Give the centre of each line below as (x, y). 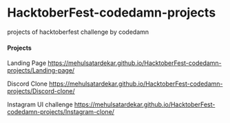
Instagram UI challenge (40, 104)
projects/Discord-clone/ (41, 91)
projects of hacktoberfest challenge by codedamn (78, 32)
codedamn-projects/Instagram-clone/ (61, 112)
